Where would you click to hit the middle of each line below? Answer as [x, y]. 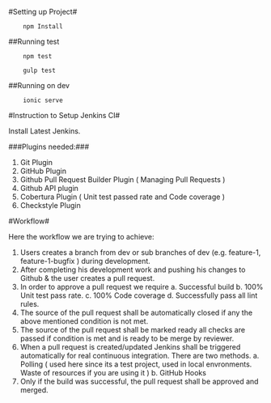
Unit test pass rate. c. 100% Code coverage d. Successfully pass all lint [139, 295]
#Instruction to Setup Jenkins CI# [64, 115]
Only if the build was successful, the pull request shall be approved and [139, 381]
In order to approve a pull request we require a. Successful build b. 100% [142, 287]
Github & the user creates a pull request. [87, 278]
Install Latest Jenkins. [44, 131]
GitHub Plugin [43, 171]
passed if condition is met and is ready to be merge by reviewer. [127, 338]
